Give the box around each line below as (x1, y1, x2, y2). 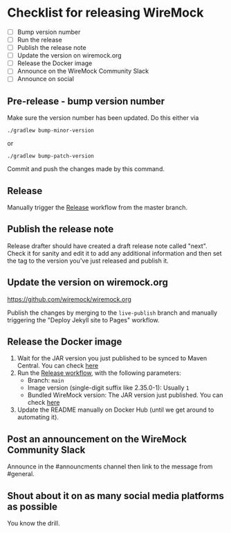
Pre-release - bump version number (7, 95, 165, 107)
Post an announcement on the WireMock (7, 433, 187, 445)
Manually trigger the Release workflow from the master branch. (7, 203, 188, 211)
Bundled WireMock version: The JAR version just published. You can (27, 391, 223, 399)
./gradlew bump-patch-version (7, 152, 95, 160)
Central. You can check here (17, 362, 99, 370)
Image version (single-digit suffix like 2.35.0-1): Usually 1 (27, 383, 190, 392)
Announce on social (17, 75, 75, 83)
